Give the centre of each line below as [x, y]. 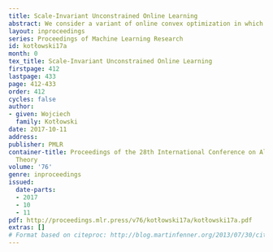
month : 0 [23, 54]
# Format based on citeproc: [58, 235]
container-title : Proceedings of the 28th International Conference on [132, 152]
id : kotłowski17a [38, 46]
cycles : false [32, 99]
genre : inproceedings [45, 175]
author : [22, 106]
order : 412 [27, 91]
